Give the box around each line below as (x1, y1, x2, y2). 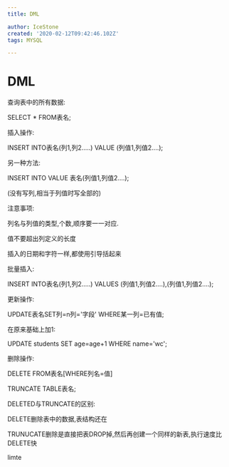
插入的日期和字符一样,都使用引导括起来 (7, 250, 122, 258)
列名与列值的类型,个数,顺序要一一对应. (7, 219, 119, 228)
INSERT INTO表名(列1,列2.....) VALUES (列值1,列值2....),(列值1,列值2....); (7, 279, 214, 289)
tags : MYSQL (7, 36, 43, 43)
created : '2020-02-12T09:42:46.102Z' (7, 30, 119, 37)
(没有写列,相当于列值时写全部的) (7, 189, 102, 197)
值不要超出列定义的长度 (7, 235, 76, 243)
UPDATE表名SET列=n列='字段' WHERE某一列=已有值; (7, 310, 164, 319)
